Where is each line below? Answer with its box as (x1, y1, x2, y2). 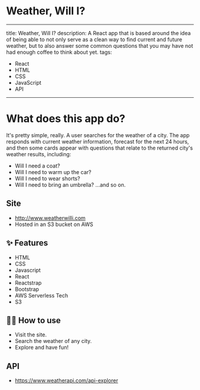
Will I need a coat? (14, 162, 61, 169)
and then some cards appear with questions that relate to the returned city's (6, 144, 193, 151)
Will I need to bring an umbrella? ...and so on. (14, 181, 126, 188)
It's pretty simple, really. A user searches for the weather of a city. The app (6, 131, 190, 138)
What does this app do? (6, 112, 126, 126)
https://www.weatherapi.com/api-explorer (14, 377, 118, 384)
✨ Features (6, 238, 48, 248)
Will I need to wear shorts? (14, 175, 80, 182)
